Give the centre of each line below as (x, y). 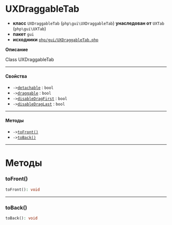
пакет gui (23, 34)
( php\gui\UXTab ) (29, 28)
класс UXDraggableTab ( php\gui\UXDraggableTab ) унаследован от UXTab (89, 23)
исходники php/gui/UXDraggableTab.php (56, 40)
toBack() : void (21, 218)
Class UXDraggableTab (30, 59)
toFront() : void (23, 190)
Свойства (16, 76)
